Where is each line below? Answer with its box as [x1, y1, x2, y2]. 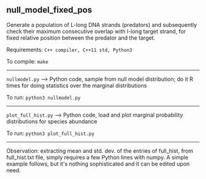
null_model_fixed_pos [6, 5, 93, 15]
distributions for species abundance [6, 117, 97, 125]
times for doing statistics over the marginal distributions [6, 82, 147, 89]
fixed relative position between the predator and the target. [6, 34, 155, 42]
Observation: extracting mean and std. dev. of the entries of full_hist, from [6, 147, 194, 155]
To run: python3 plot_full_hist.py [6, 130, 95, 137]
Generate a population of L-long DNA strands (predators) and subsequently [6, 21, 197, 28]
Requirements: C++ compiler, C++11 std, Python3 [6, 46, 133, 53]
